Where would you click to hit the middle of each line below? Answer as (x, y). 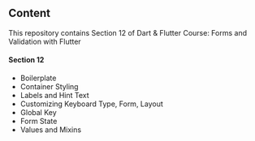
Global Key (38, 113)
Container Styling (49, 87)
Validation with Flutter (45, 41)
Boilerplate (38, 78)
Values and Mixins (51, 130)
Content (30, 13)
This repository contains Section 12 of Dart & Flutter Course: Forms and (128, 32)
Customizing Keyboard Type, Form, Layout (92, 104)
